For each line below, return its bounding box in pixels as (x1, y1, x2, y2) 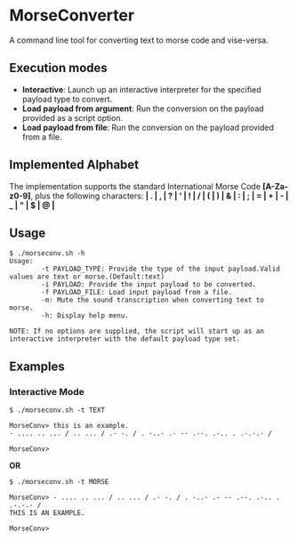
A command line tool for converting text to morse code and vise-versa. (9, 35, 269, 45)
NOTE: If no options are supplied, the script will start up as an (9, 326, 265, 336)
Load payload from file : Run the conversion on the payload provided (21, 122, 274, 133)
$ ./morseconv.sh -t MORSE (9, 478, 109, 487)
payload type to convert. (21, 93, 113, 104)
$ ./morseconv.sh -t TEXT (9, 406, 105, 415)
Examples (9, 359, 65, 374)
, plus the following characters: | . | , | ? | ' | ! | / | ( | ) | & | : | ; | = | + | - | (30, 190, 289, 201)
